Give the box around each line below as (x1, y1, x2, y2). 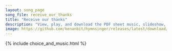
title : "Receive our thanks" (5, 17, 68, 22)
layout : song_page (5, 7, 45, 13)
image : (5, 27, 19, 32)
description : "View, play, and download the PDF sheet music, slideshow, (5, 21, 166, 27)
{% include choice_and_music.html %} (5, 40, 87, 46)
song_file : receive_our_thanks (5, 12, 72, 17)
